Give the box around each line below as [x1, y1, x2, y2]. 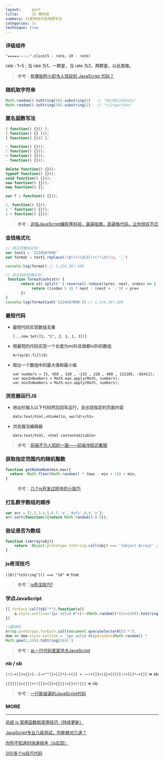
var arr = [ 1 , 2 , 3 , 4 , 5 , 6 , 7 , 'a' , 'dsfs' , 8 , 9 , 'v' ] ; [5, 511, 104, 515]
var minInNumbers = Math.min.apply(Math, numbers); [12, 380, 120, 385]
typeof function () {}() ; [5, 171, 56, 176]
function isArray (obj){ [5, 539, 54, 544]
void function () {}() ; [5, 176, 52, 181]
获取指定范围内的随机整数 [5, 456, 66, 463]
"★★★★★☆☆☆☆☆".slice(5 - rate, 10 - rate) [5, 54, 91, 59]
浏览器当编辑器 [12, 423, 43, 430]
